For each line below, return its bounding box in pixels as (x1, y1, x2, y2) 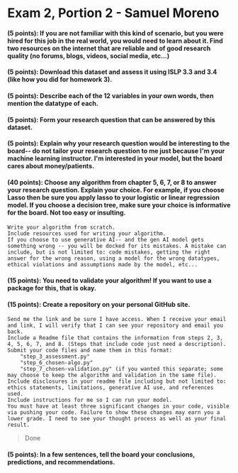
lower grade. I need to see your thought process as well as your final (7, 415, 227, 423)
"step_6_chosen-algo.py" (20, 359, 93, 366)
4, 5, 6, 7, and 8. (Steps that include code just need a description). (7, 341, 227, 348)
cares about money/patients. (7, 162, 94, 170)
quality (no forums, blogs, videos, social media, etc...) (7, 51, 170, 60)
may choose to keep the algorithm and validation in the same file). (7, 371, 217, 379)
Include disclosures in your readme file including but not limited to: (7, 378, 227, 385)
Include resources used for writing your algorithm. (7, 230, 166, 237)
